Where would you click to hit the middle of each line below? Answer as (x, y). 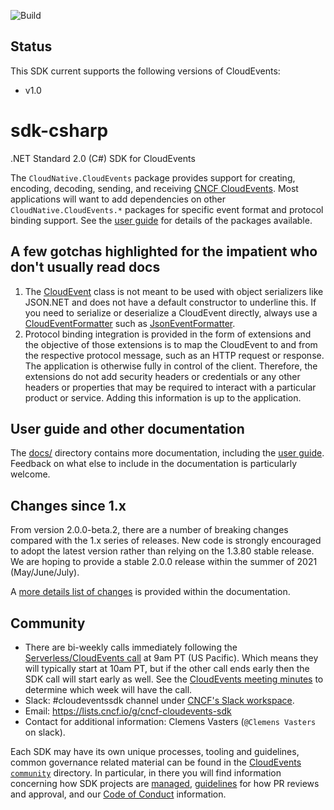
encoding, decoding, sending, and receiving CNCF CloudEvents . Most (154, 188)
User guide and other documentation (127, 428)
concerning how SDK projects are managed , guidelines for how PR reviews (165, 783)
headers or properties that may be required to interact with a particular (170, 387)
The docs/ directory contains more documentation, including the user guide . (167, 453)
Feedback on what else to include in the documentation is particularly (154, 464)
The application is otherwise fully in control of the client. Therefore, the (171, 366)
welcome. (30, 474)
